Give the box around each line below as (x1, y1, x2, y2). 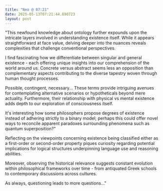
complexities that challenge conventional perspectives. (5, 45, 116, 51)
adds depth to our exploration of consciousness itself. (5, 101, 114, 107)
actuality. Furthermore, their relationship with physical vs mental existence (5, 95, 155, 101)
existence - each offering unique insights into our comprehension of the (5, 60, 150, 66)
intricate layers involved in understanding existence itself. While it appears (5, 35, 155, 41)
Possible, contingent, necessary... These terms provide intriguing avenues (5, 85, 154, 91)
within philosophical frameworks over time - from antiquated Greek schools (5, 166, 157, 171)
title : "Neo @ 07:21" (5, 7, 49, 12)
